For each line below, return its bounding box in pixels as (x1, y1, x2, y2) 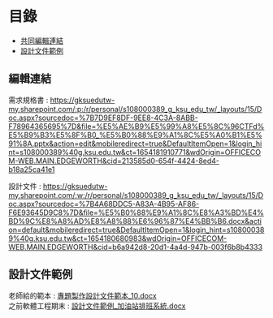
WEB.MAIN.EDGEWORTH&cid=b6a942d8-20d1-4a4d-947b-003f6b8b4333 (8, 242, 262, 251)
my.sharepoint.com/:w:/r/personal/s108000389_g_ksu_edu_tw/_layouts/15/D (8, 190, 264, 200)
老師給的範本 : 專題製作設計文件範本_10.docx (8, 290, 157, 300)
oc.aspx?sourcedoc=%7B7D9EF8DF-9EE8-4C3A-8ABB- (8, 113, 199, 122)
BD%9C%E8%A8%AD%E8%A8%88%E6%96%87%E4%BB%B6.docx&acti (8, 216, 262, 226)
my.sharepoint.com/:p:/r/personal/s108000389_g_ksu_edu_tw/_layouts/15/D (8, 104, 262, 114)
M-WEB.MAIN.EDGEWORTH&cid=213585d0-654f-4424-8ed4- (8, 156, 220, 165)
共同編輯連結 (19, 36, 63, 45)
